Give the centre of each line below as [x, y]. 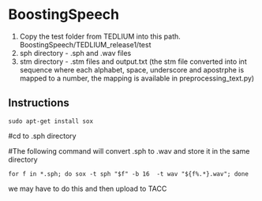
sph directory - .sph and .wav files [75, 53]
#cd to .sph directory [42, 136]
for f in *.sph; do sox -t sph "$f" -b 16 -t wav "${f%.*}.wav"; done [128, 174]
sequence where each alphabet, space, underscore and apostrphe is [132, 69]
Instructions [39, 103]
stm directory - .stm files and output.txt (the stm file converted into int [133, 61]
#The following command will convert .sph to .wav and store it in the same [129, 151]
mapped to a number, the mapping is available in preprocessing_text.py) [137, 78]
